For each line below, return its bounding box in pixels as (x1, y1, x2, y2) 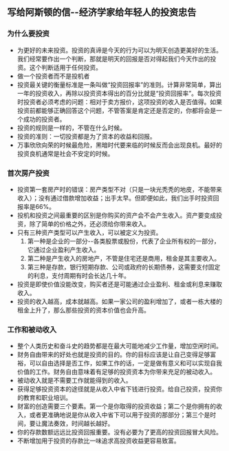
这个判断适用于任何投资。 (29, 63, 102, 71)
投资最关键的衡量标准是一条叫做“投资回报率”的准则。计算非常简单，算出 (17, 80, 222, 88)
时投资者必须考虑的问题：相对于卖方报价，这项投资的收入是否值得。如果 (17, 97, 222, 106)
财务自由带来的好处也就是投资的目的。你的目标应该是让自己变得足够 (17, 350, 210, 359)
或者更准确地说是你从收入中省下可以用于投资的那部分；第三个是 (29, 411, 210, 419)
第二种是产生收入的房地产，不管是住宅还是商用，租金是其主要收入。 (27, 254, 221, 262)
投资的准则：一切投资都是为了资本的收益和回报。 (17, 132, 156, 140)
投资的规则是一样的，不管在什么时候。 (17, 123, 126, 132)
